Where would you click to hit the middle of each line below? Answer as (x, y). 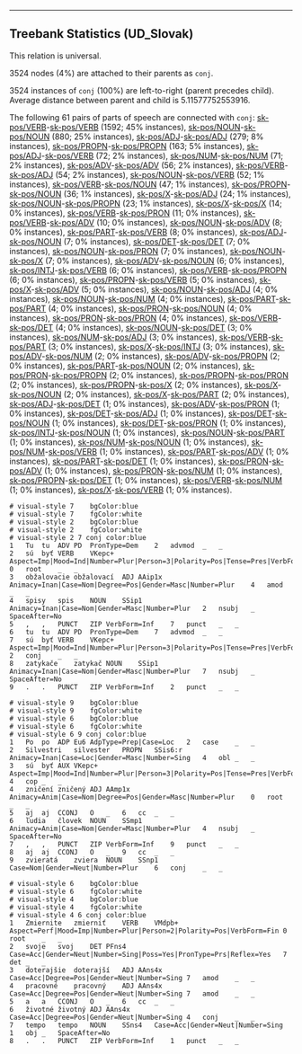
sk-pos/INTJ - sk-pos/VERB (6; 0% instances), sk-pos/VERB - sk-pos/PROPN (148, 270)
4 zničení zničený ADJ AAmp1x (70, 789)
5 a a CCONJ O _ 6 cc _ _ (92, 1001)
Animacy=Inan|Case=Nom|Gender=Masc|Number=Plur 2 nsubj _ (132, 608)
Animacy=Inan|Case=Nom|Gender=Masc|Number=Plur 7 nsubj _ (132, 671)
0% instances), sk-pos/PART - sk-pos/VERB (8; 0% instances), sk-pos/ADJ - (148, 232)
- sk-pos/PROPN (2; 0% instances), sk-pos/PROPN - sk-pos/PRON (169, 375)
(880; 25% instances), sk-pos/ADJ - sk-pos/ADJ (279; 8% (158, 137)
